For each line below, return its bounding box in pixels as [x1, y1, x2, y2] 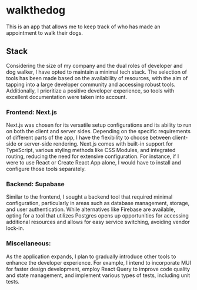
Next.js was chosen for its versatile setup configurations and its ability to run [6, 121, 192, 128]
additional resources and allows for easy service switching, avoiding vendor [6, 219, 190, 226]
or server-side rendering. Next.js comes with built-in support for [17, 140, 173, 147]
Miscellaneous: [6, 239, 51, 248]
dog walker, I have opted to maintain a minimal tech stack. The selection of [6, 68, 187, 75]
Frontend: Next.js [6, 108, 57, 116]
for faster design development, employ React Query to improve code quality [6, 265, 190, 272]
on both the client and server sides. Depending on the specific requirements [6, 128, 191, 135]
